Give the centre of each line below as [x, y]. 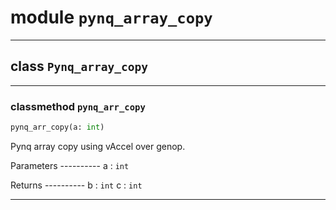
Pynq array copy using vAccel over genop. [98, 146]
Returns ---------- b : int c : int [76, 185]
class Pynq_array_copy [79, 66]
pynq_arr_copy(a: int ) [57, 127]
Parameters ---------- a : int [70, 165]
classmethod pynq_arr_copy [78, 106]
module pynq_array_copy [111, 17]
